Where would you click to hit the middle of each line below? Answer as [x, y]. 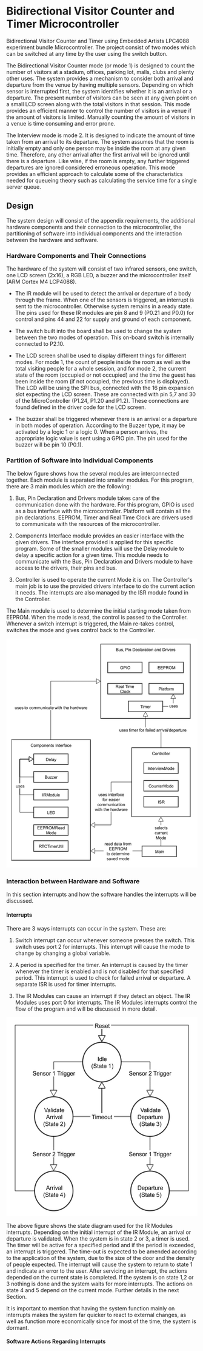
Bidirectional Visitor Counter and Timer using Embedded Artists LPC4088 [98, 41]
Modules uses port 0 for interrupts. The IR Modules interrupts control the [106, 1002]
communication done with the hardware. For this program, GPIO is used [105, 505]
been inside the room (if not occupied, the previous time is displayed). [102, 382]
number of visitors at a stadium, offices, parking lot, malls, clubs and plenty [100, 72]
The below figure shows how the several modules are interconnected [93, 474]
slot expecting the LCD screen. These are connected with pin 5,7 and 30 [105, 394]
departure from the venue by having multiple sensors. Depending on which [100, 85]
